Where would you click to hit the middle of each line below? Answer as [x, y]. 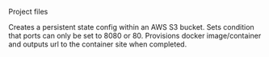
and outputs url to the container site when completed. [98, 44]
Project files [28, 12]
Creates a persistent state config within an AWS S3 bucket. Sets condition [131, 27]
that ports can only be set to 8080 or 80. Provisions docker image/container [135, 36]
